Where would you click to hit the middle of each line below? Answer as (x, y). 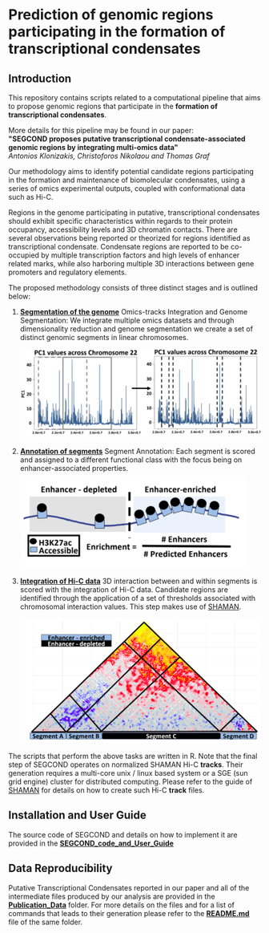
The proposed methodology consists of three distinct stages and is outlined (133, 288)
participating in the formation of (117, 32)
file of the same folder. (45, 922)
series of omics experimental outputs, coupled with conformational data (127, 189)
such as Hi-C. (31, 197)
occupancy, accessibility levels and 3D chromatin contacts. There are (123, 229)
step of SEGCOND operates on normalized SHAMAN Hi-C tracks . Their (126, 765)
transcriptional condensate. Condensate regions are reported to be (119, 247)
